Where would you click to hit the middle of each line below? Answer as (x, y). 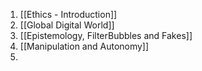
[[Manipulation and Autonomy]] (84, 46)
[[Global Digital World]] (67, 25)
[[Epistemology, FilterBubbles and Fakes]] (106, 35)
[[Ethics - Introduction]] (68, 14)
